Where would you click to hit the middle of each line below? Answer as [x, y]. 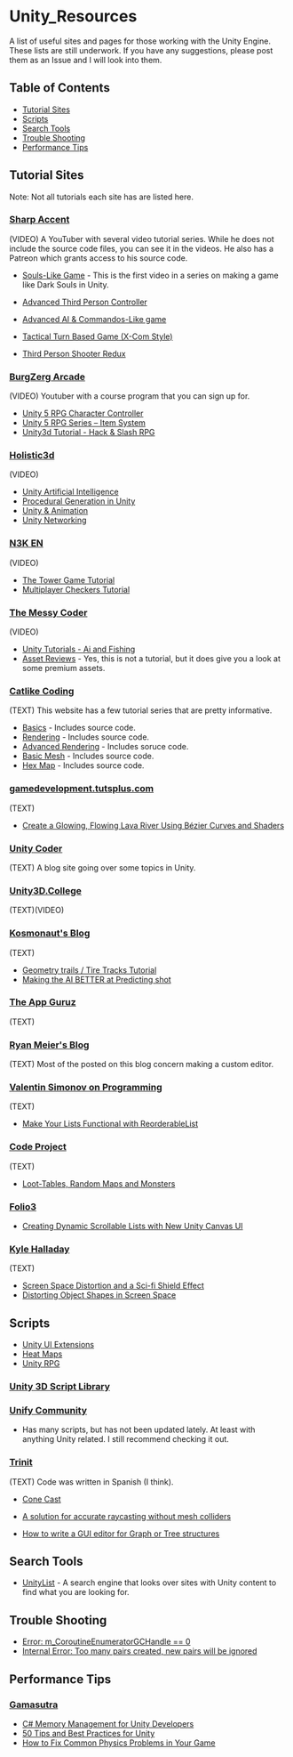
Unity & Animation [55, 511]
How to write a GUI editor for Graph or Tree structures [121, 1534]
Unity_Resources [73, 16]
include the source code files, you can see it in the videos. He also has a [141, 248]
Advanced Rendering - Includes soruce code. [105, 747]
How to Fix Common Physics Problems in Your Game [119, 1743]
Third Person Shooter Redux [74, 353]
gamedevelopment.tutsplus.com [81, 789]
